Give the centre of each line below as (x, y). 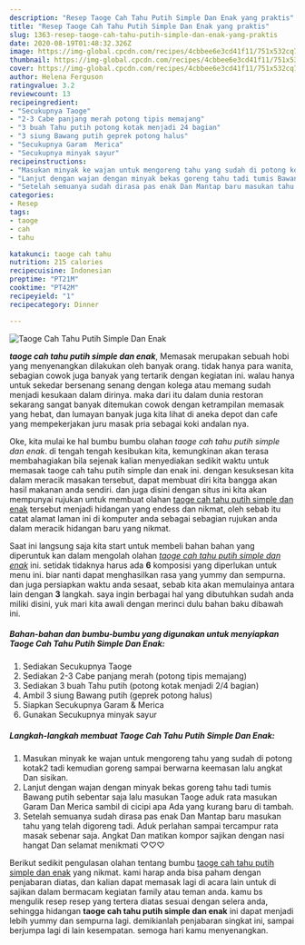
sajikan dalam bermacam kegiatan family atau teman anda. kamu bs (136, 892)
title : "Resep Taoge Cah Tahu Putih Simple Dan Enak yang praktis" (140, 26)
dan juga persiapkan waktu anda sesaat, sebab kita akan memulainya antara (152, 584)
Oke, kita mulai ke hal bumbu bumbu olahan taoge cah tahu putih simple (145, 441)
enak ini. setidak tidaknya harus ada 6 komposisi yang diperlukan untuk (143, 565)
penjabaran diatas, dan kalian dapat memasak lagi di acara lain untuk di (143, 882)
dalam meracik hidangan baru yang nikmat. (90, 528)
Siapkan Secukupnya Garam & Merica (93, 705)
